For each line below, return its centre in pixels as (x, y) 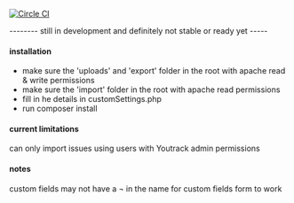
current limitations (44, 129)
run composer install (60, 109)
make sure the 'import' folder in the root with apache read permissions (151, 90)
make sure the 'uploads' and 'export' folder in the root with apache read (154, 71)
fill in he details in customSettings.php (92, 99)
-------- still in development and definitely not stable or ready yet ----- (139, 31)
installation (30, 51)
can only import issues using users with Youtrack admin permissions (135, 148)
